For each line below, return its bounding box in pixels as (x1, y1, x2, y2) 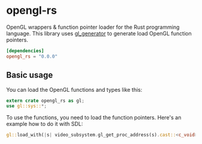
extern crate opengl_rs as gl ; (6, 97, 85, 104)
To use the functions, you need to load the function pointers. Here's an (6, 114, 182, 121)
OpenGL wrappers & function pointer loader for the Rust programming (6, 23, 180, 31)
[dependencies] (6, 47, 44, 54)
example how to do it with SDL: (6, 121, 83, 128)
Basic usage (6, 70, 53, 80)
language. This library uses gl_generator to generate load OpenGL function (6, 29, 192, 37)
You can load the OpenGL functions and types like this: (6, 86, 142, 93)
